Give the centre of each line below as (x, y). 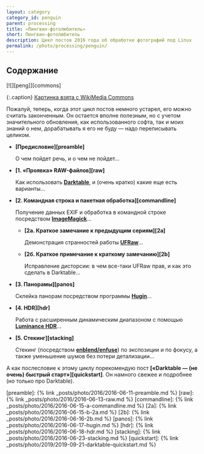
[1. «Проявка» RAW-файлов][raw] (60, 170)
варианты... (30, 188)
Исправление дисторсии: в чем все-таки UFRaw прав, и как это (108, 266)
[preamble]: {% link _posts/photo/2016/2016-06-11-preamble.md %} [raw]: (100, 392)
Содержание (33, 71)
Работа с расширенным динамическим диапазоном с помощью (99, 319)
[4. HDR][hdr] (33, 308)
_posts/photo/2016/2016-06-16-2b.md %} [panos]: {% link (80, 419)
